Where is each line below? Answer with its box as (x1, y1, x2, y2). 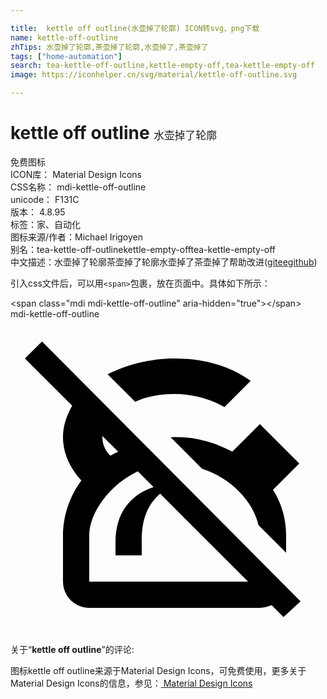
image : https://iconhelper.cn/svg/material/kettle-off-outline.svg (10, 70, 298, 80)
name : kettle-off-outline (10, 32, 118, 43)
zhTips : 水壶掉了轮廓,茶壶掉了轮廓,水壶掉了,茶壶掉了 (10, 42, 209, 52)
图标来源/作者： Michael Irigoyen (10, 231, 144, 243)
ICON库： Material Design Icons (10, 168, 142, 180)
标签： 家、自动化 (10, 218, 81, 230)
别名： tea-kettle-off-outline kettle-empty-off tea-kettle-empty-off (10, 243, 277, 255)
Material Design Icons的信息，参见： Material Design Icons (10, 677, 253, 689)
